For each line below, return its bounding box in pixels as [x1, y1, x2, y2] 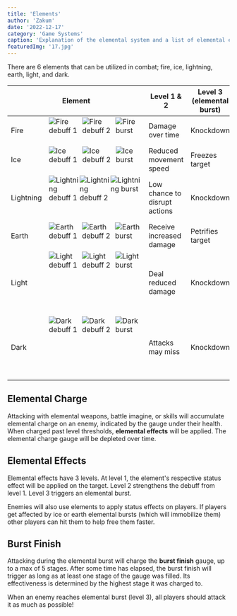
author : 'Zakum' [7, 17, 55, 24]
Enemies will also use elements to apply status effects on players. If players [7, 502, 227, 511]
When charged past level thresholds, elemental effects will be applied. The [7, 426, 227, 435]
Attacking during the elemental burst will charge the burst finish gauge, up [7, 557, 225, 565]
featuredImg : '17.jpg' [7, 43, 74, 50]
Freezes [190, 150, 217, 160]
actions [148, 206, 173, 216]
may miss [148, 347, 180, 356]
